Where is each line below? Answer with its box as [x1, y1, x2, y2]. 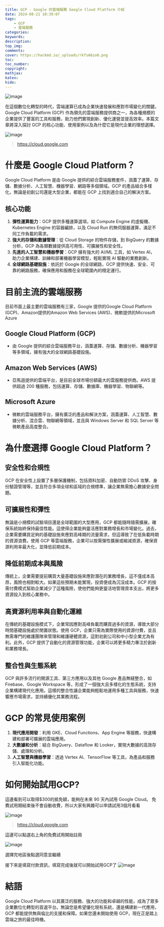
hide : [5, 80, 16, 85]
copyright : [5, 67, 27, 71]
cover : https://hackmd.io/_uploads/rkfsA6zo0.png [5, 52, 108, 58]
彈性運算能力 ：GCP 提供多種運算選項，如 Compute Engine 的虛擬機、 [12, 219, 153, 225]
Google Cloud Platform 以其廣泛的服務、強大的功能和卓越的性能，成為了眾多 [5, 898, 159, 904]
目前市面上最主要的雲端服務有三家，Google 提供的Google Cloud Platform [5, 304, 152, 310]
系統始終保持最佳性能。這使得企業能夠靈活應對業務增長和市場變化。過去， [9, 525, 159, 531]
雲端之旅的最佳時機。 [5, 916, 48, 922]
